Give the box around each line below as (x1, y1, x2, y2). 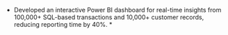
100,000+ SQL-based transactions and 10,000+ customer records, (13, 13, 204, 21)
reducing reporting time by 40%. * (13, 21, 113, 28)
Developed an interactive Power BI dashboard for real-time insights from (13, 6, 222, 14)
